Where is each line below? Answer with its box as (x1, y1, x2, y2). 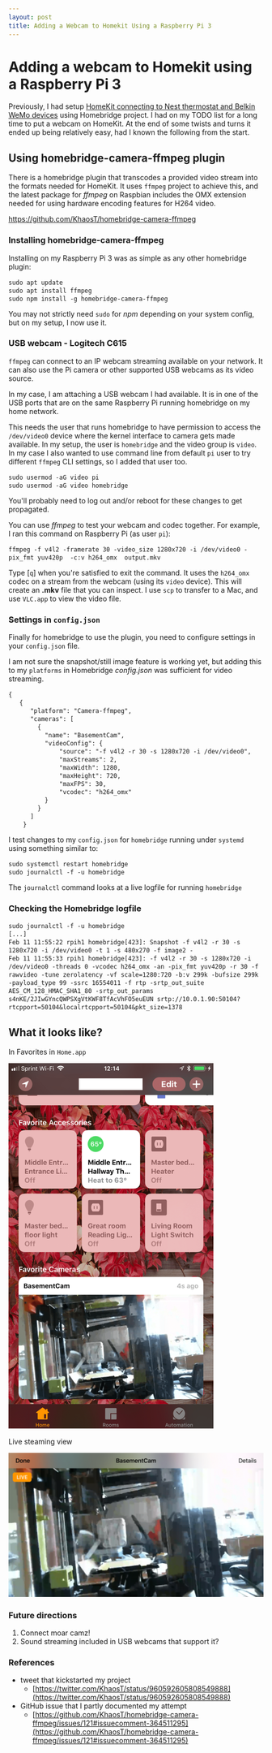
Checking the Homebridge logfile (8, 903, 142, 914)
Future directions (8, 1609, 78, 1621)
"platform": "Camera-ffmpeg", (29, 707, 132, 715)
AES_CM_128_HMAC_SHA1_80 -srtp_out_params (8, 987, 154, 995)
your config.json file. (8, 641, 80, 651)
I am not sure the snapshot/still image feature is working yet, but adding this (8, 657, 261, 667)
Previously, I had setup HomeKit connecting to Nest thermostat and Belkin (8, 101, 256, 111)
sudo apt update (8, 278, 63, 287)
